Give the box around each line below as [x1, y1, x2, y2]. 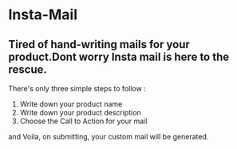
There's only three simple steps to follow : [8, 84, 146, 93]
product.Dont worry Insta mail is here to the [8, 50, 230, 63]
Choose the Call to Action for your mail [19, 116, 148, 126]
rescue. [8, 62, 48, 76]
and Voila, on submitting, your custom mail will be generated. [8, 132, 209, 141]
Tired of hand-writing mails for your [8, 38, 190, 51]
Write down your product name [19, 99, 123, 109]
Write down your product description [19, 108, 141, 117]
